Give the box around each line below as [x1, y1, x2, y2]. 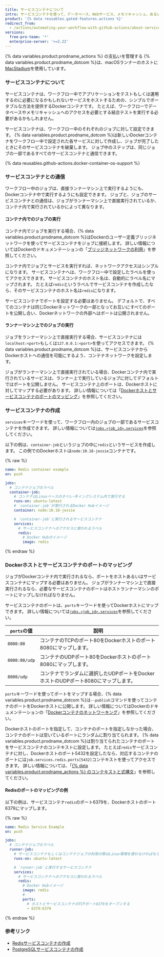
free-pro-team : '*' [9, 35, 49, 40]
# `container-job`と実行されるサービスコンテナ [14, 517, 102, 521]
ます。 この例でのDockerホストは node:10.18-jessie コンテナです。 [5, 448, 139, 454]
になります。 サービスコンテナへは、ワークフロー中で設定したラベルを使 [5, 269, 151, 275]
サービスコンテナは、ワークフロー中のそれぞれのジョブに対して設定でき [5, 126, 150, 132]
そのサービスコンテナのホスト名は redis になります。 [13, 287, 119, 293]
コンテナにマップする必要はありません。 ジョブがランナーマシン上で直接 [9, 580, 156, 586]
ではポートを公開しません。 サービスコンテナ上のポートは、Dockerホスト [5, 381, 153, 387]
